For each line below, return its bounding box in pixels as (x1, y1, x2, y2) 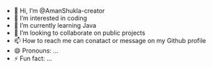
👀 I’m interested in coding (13, 14, 88, 22)
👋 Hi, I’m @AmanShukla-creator (13, 7, 105, 15)
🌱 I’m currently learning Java (13, 22, 97, 29)
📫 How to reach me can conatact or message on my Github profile (13, 37, 207, 44)
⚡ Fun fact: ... (13, 54, 52, 62)
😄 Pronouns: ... (13, 46, 59, 55)
